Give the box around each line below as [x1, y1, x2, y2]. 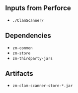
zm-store [12, 50, 31, 56]
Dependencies [5, 32, 51, 40]
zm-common [12, 46, 33, 50]
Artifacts [5, 69, 33, 78]
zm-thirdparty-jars [12, 56, 53, 61]
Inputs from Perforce [5, 4, 71, 12]
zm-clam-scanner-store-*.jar [12, 84, 73, 89]
